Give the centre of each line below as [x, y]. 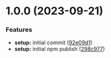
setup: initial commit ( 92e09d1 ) [53, 42]
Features [19, 30]
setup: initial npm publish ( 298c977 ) [59, 49]
